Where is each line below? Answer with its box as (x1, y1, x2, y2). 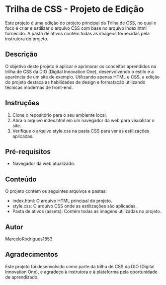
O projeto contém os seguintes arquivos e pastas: (5, 188, 107, 194)
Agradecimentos (5, 250, 58, 259)
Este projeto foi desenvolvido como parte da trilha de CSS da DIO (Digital (5, 263, 155, 269)
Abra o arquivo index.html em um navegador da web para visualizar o (12, 117, 155, 123)
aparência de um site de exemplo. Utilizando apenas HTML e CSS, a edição (5, 73, 160, 80)
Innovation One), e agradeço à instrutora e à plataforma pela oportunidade (5, 269, 158, 275)
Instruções (5, 99, 40, 107)
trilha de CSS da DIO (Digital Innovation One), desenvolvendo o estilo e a (5, 69, 154, 74)
